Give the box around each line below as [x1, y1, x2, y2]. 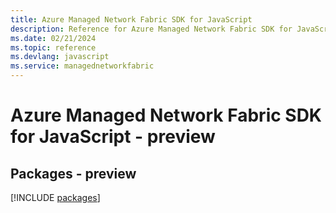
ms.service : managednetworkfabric [10, 61, 155, 71]
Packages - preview [10, 165, 137, 182]
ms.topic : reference [10, 42, 97, 53]
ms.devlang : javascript [10, 52, 110, 62]
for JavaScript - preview [10, 126, 216, 148]
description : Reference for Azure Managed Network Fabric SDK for [10, 24, 293, 34]
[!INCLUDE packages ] [10, 192, 101, 203]
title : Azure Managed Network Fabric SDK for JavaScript [10, 14, 253, 25]
